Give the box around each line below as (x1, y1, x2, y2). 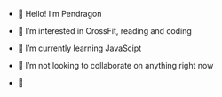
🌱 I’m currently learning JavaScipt (17, 43, 142, 53)
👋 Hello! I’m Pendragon (17, 9, 102, 19)
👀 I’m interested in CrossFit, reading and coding (17, 26, 193, 36)
